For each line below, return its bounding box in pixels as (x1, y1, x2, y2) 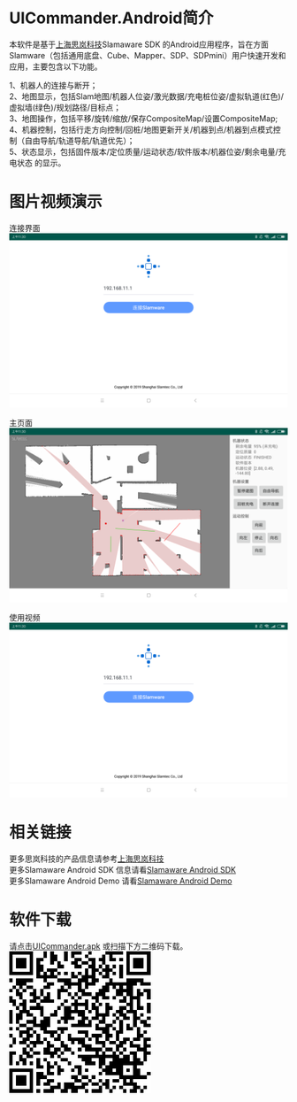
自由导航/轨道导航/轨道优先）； (24, 135, 135, 146)
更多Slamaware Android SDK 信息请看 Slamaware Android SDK (9, 864, 237, 875)
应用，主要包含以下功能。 (9, 61, 103, 72)
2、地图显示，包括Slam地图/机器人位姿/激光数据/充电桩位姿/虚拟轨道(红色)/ (9, 90, 285, 102)
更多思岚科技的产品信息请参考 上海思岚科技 (9, 853, 164, 864)
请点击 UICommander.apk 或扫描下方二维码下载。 (9, 940, 188, 952)
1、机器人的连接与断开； (9, 80, 98, 90)
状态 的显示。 (16, 157, 66, 168)
